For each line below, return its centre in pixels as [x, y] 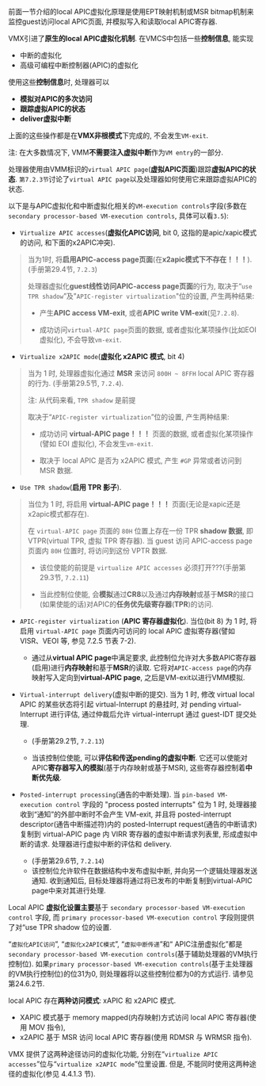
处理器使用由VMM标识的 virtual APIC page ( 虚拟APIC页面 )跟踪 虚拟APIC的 [129, 169]
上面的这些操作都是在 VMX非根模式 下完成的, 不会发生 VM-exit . [108, 136]
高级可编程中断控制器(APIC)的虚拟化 [79, 65]
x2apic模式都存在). [58, 514]
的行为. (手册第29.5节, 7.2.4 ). [76, 383]
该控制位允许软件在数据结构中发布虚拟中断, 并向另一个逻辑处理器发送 [144, 871]
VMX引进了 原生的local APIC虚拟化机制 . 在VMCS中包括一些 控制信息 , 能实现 [131, 38]
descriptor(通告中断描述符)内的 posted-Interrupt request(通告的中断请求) [138, 824]
